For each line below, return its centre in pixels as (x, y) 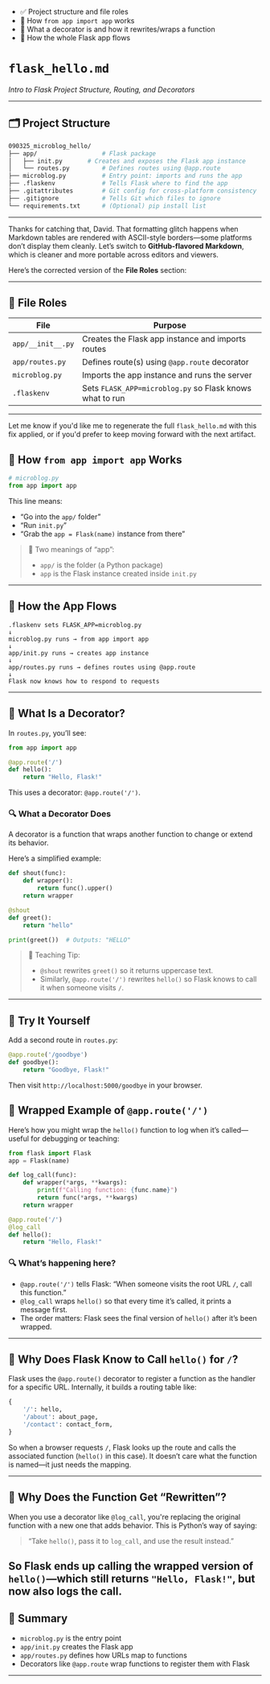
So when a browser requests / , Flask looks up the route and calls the (123, 1447)
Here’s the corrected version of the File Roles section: (98, 270)
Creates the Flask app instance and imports (164, 339)
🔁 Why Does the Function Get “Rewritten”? (118, 1498)
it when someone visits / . (82, 988)
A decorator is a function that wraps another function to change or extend (131, 834)
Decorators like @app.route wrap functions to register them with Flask (135, 1663)
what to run (103, 398)
